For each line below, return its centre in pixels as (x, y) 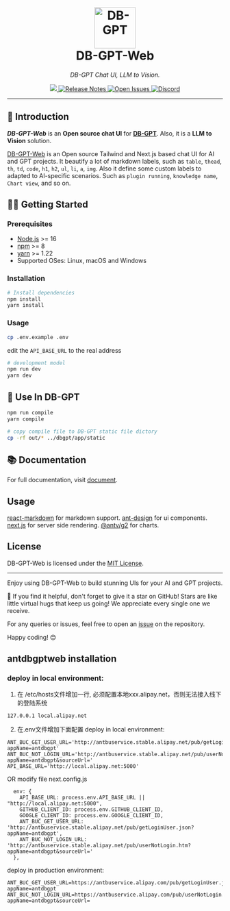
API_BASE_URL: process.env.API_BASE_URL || (82, 797)
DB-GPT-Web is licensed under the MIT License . (75, 563)
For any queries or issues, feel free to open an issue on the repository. (106, 624)
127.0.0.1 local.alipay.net (47, 716)
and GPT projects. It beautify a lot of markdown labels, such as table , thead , (115, 161)
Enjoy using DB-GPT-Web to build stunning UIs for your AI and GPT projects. (115, 583)
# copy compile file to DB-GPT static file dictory (82, 432)
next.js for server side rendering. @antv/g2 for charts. (83, 525)
